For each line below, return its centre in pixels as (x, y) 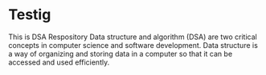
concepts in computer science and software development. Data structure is (133, 45)
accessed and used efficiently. (59, 62)
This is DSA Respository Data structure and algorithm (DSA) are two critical (133, 37)
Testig (30, 15)
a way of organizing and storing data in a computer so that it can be (121, 53)
